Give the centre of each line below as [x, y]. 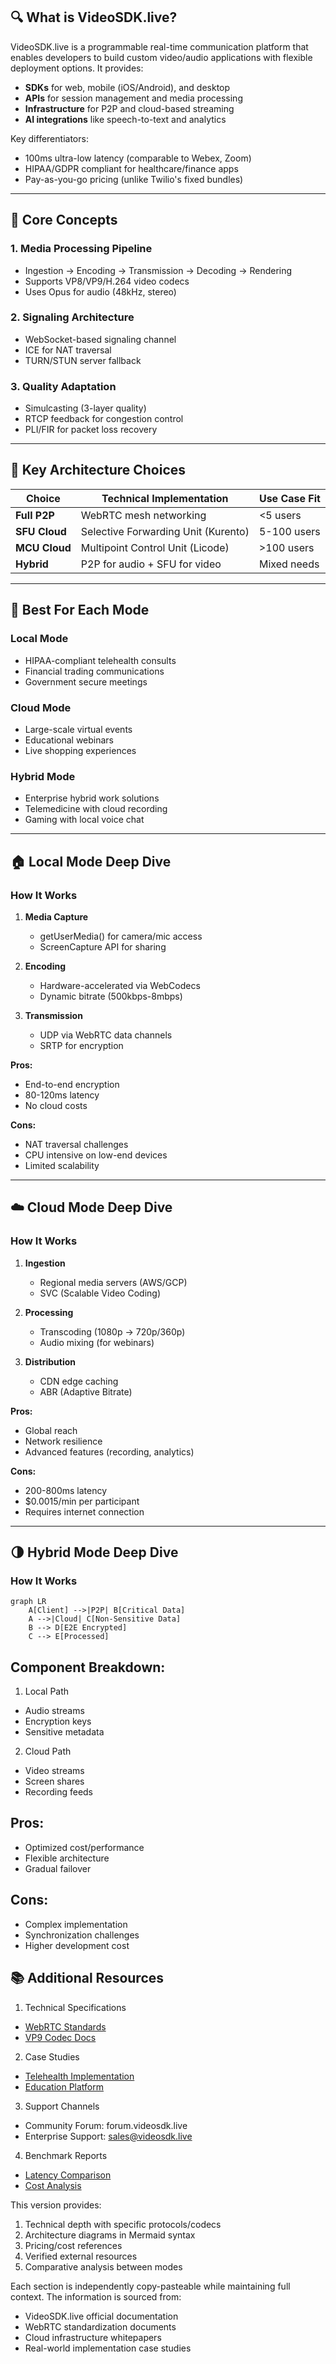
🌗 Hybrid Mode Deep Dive [94, 1552]
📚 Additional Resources [87, 1978]
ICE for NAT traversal [68, 350]
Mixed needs [289, 564]
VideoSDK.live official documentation [101, 2316]
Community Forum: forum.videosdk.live [106, 2125]
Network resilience [63, 1441]
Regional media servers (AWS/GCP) [113, 1282]
